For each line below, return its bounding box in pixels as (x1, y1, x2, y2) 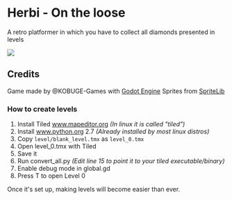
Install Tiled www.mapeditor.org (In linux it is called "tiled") (17, 120, 185, 128)
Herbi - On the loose (7, 5, 126, 21)
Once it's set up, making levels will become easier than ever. (7, 185, 181, 194)
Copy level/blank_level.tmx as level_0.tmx (17, 135, 144, 143)
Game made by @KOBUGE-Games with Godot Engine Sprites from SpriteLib (7, 87, 225, 95)
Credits (7, 68, 40, 81)
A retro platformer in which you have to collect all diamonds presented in (7, 28, 215, 36)
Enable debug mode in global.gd (17, 165, 110, 173)
